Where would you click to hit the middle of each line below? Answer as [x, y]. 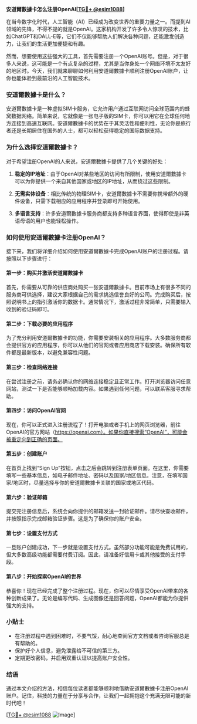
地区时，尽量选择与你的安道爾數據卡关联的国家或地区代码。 [85, 482]
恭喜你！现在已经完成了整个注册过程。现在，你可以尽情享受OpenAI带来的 [95, 591]
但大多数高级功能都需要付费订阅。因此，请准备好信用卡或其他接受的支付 [93, 554]
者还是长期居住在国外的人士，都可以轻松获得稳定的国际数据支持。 [86, 131]
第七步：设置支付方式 [32, 533]
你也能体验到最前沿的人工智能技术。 [50, 78]
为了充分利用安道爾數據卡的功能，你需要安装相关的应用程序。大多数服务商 [96, 338]
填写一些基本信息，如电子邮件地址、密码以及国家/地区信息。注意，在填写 [94, 475]
